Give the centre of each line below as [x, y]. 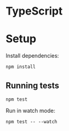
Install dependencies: [32, 56]
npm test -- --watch [32, 122]
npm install [21, 67]
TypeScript [34, 11]
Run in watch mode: [31, 110]
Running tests [33, 85]
